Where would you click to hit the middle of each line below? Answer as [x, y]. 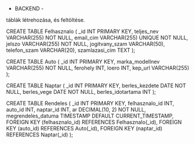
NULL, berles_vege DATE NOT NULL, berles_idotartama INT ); [81, 92]
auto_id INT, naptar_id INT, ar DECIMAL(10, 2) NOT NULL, [76, 109]
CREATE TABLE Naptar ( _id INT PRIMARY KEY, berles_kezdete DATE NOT [96, 86]
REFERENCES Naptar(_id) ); [40, 135]
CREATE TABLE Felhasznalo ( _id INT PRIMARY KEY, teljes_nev [82, 31]
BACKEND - [29, 9]
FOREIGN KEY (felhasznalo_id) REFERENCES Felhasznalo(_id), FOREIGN [94, 122]
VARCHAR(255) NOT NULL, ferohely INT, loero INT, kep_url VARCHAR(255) [98, 68]
